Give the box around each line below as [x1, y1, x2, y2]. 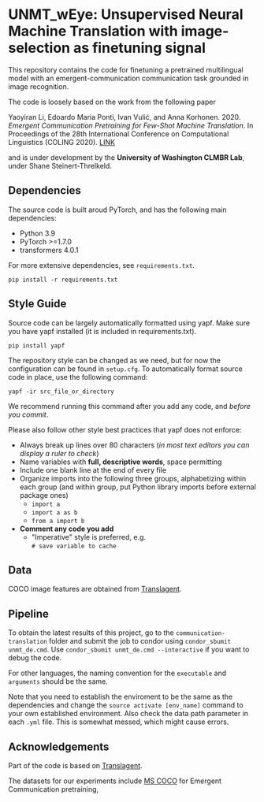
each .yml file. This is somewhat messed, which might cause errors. [8, 717, 229, 726]
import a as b [31, 508, 78, 517]
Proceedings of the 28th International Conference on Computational [8, 128, 229, 139]
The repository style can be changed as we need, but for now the [8, 355, 221, 365]
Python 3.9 [19, 228, 56, 238]
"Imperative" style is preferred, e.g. [31, 532, 147, 541]
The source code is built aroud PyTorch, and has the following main [8, 205, 227, 214]
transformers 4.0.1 [19, 245, 79, 254]
